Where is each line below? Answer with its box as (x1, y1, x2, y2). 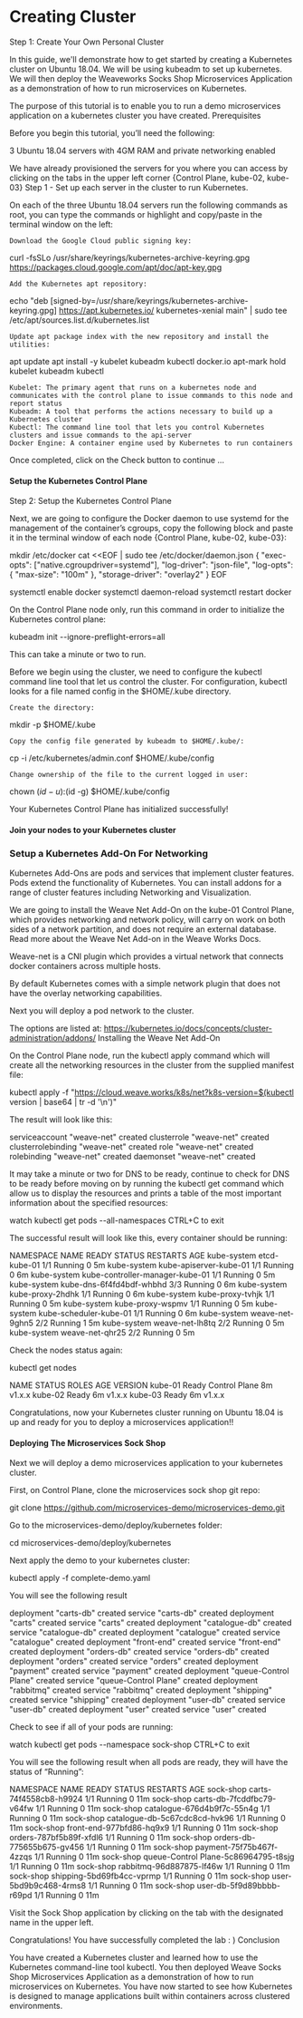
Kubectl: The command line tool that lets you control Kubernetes (9, 422, 265, 432)
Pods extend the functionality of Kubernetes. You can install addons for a (9, 878, 282, 888)
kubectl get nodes (9, 1363, 77, 1373)
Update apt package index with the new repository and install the (9, 332, 270, 341)
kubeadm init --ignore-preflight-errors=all (9, 632, 166, 643)
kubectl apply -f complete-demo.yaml (9, 1573, 151, 1584)
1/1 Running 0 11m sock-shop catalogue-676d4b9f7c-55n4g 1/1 (35, 1803, 270, 1814)
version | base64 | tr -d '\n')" (9, 1097, 118, 1108)
